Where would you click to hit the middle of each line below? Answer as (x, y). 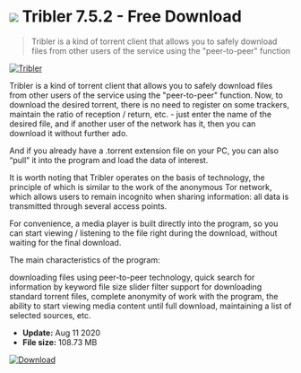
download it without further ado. (69, 133)
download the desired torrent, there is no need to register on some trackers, (149, 104)
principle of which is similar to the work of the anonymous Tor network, (141, 186)
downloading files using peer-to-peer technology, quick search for (132, 277)
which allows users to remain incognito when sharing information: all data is (149, 196)
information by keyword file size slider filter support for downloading (136, 286)
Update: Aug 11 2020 (61, 333)
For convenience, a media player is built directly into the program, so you (144, 223)
